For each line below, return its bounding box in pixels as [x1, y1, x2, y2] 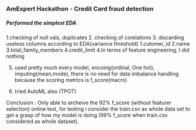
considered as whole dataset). [6, 118, 79, 125]
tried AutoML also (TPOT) [14, 87, 77, 95]
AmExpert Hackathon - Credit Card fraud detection [6, 5, 154, 13]
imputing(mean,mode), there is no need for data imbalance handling [14, 70, 179, 77]
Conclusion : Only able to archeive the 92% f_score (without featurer [6, 99, 171, 106]
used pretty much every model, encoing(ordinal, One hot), [14, 64, 155, 71]
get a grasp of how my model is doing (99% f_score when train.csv [6, 111, 168, 118]
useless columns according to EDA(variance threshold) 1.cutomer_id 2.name [6, 40, 190, 47]
